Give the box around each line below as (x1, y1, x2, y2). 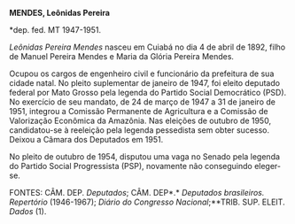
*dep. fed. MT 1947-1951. (9, 25, 102, 35)
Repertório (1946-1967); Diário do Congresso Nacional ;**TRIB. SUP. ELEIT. (9, 197, 285, 207)
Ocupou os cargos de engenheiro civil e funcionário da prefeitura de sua (9, 68, 275, 79)
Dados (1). (9, 206, 47, 216)
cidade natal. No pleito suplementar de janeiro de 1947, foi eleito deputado (9, 78, 281, 88)
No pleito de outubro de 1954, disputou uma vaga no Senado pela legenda (9, 151, 281, 162)
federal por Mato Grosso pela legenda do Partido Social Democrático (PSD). (9, 88, 287, 97)
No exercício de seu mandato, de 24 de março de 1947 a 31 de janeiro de (9, 97, 276, 107)
